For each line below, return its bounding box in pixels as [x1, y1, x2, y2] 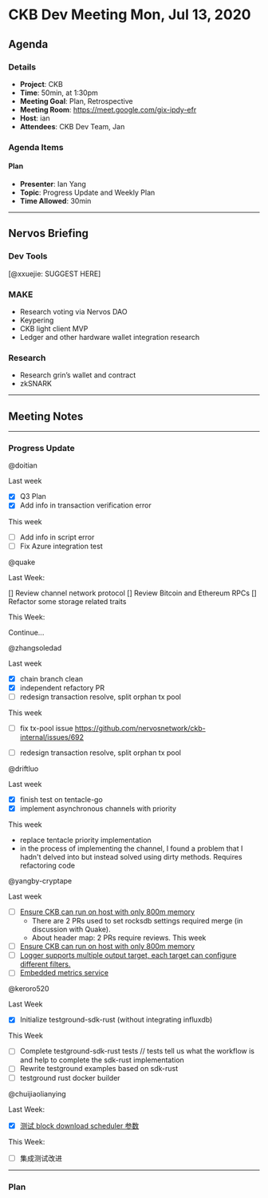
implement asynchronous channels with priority [19, 804, 177, 813]
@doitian [8, 461, 37, 470]
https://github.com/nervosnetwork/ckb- [74, 723, 206, 733]
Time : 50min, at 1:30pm [19, 88, 98, 97]
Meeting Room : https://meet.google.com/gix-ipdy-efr [19, 105, 197, 114]
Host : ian [19, 113, 50, 123]
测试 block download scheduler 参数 [19, 1121, 140, 1130]
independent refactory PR [19, 682, 105, 692]
